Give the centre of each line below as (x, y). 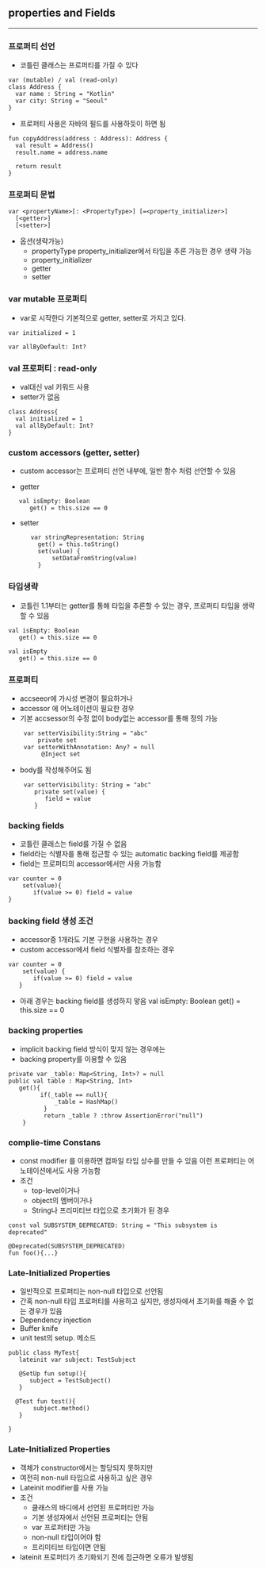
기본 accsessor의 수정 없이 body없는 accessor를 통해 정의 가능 (119, 718)
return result (38, 167)
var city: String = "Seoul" (62, 101)
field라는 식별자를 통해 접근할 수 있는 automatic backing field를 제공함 (129, 854)
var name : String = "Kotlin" (65, 94)
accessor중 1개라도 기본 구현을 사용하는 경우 (89, 940)
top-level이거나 (56, 1190)
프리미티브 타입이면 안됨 (69, 1547)
